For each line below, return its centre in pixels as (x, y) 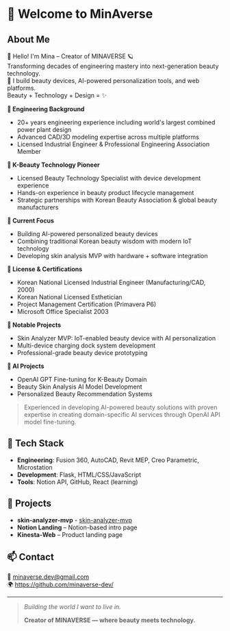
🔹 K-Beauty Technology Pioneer (54, 165)
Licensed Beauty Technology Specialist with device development (109, 178)
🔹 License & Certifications (45, 269)
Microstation (35, 467)
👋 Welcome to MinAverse (80, 14)
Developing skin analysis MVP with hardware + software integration (112, 256)
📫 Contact (31, 557)
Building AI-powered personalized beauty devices (88, 234)
